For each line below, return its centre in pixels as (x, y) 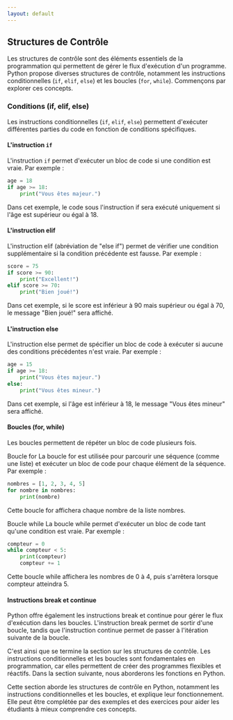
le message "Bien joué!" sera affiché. (60, 313)
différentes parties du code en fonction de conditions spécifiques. (102, 129)
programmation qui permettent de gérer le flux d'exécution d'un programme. (117, 66)
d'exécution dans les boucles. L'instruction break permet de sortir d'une (110, 623)
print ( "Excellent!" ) (49, 279)
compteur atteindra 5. (38, 584)
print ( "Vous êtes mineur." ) (60, 390)
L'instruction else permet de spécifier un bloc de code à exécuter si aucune (115, 344)
